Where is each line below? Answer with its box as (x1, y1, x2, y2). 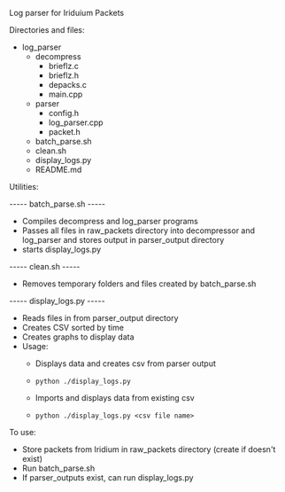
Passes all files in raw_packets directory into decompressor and (21, 225, 255, 236)
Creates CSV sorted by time (21, 323, 124, 332)
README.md (35, 164, 82, 175)
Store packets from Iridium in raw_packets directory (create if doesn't (21, 444, 276, 455)
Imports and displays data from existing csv (35, 393, 195, 402)
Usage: (21, 341, 49, 351)
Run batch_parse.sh (21, 463, 96, 473)
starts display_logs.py (21, 244, 102, 254)
